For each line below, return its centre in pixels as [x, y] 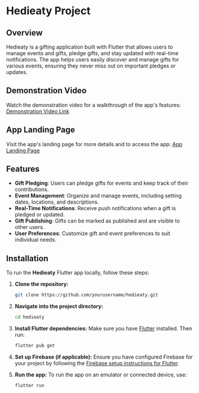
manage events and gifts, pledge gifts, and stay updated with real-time [92, 53]
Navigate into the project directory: [59, 307]
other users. [29, 227]
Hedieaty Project [48, 11]
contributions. [32, 189]
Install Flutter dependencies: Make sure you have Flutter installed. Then [103, 328]
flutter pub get [35, 346]
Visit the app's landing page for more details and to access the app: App [94, 144]
